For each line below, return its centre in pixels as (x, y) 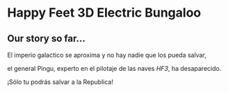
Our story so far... (46, 39)
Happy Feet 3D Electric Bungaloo (104, 13)
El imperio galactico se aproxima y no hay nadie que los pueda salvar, (107, 55)
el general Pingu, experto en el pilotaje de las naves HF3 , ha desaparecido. (114, 68)
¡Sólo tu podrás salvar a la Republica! (60, 82)
